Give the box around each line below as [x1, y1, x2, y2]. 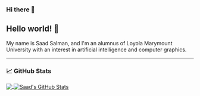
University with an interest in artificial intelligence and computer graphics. [6, 46, 187, 53]
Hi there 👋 [6, 5, 36, 14]
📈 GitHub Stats [6, 67, 52, 75]
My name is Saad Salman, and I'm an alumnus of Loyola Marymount [6, 39, 173, 47]
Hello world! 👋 [6, 24, 60, 34]
